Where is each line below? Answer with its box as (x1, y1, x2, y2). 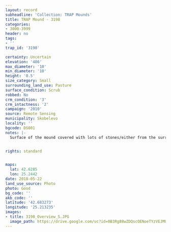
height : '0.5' (5, 73, 36, 79)
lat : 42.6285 (10, 167, 38, 172)
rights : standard (5, 149, 42, 154)
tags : (5, 36, 17, 41)
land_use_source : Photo (5, 181, 56, 186)
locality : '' (5, 121, 33, 126)
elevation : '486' (5, 59, 42, 64)
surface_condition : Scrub (5, 88, 60, 93)
